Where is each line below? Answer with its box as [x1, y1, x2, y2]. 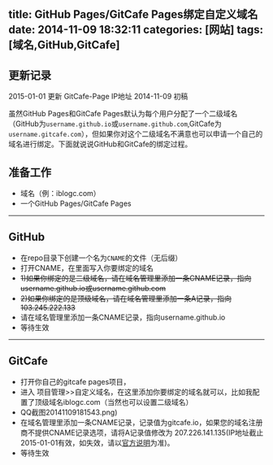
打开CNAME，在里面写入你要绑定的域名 [19, 263, 154, 272]
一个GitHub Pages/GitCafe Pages [19, 198, 132, 209]
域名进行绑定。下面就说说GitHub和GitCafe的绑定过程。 [8, 139, 193, 149]
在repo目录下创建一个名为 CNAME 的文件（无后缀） [19, 253, 183, 263]
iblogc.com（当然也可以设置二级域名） [63, 397, 193, 406]
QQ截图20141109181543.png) [19, 407, 118, 417]
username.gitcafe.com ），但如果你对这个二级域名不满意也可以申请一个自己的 [8, 129, 263, 139]
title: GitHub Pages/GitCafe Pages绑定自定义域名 [8, 7, 258, 22]
